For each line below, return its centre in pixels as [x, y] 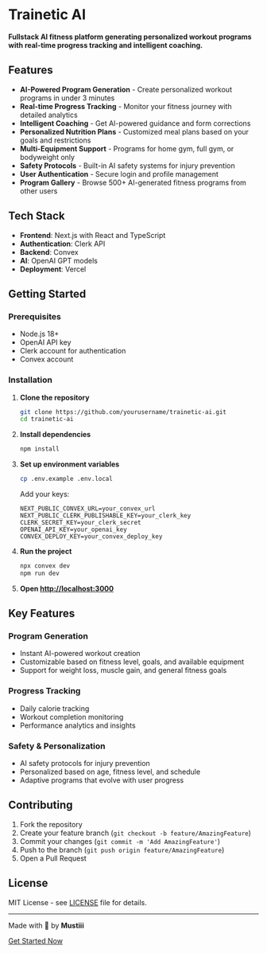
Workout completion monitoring [72, 717]
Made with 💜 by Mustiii [46, 925]
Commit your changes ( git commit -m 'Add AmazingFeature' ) [120, 841]
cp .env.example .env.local [66, 479]
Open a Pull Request [53, 858]
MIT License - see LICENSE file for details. [77, 902]
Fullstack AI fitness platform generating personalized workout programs [130, 37]
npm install [39, 449]
